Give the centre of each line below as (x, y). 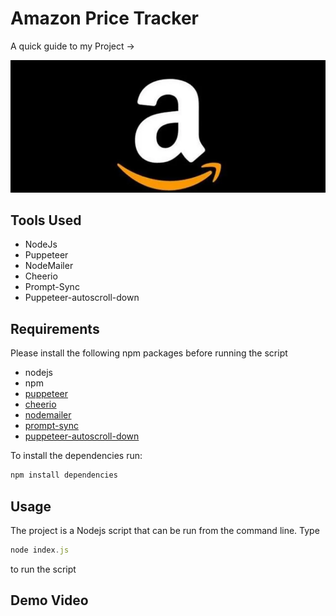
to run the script (43, 569)
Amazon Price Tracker (105, 18)
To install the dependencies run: (76, 456)
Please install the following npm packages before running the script (149, 353)
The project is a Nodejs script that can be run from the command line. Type (165, 530)
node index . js (40, 550)
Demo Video (49, 600)
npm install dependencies (64, 475)
